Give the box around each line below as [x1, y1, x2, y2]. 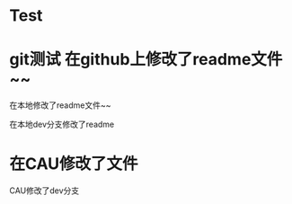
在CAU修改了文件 [9, 154, 138, 174]
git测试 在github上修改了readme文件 [9, 49, 283, 70]
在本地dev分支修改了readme [9, 119, 115, 130]
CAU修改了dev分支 [9, 185, 80, 196]
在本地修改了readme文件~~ [9, 100, 111, 111]
